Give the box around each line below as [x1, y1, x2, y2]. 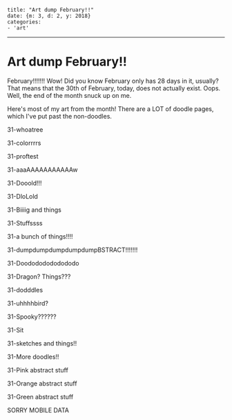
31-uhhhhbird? [7, 299, 48, 307]
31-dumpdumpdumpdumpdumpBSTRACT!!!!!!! [7, 246, 138, 254]
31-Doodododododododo [7, 259, 79, 267]
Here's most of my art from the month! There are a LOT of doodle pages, [7, 104, 214, 113]
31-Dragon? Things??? [7, 272, 71, 281]
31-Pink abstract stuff [7, 366, 69, 374]
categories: [7, 19, 41, 26]
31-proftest [7, 152, 39, 160]
